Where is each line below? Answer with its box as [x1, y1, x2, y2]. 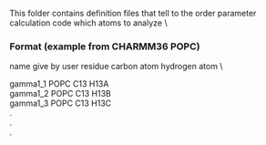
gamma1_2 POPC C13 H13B [9, 88, 112, 99]
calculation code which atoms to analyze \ [9, 17, 168, 28]
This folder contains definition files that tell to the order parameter [9, 8, 257, 18]
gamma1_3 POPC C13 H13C [9, 98, 112, 109]
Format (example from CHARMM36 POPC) [9, 40, 200, 53]
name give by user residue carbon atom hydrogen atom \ [9, 61, 223, 72]
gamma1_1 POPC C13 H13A [9, 78, 109, 89]
